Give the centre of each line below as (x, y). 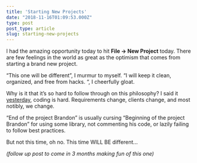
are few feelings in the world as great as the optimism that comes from (93, 58)
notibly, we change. (31, 106)
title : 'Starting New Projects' (46, 12)
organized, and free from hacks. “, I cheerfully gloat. (70, 82)
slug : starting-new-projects (43, 34)
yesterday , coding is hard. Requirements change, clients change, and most (98, 100)
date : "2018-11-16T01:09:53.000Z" (49, 17)
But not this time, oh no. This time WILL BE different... (72, 142)
